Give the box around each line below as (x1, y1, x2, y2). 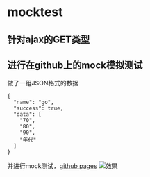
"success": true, (13, 105, 64, 112)
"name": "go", (13, 99, 54, 106)
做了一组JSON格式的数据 (7, 79, 79, 87)
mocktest (7, 4, 64, 20)
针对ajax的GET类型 (7, 33, 90, 45)
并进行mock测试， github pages (7, 162, 97, 170)
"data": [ (13, 111, 42, 118)
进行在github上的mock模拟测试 (7, 59, 143, 71)
